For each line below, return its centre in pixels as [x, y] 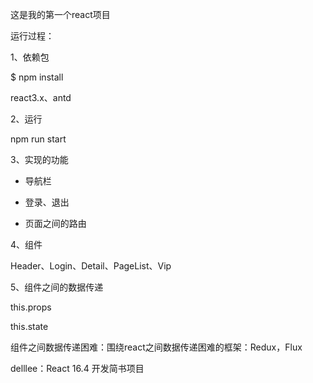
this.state [29, 326]
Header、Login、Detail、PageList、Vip [91, 266]
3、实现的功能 [39, 159]
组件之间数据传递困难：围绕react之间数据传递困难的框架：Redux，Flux [156, 347]
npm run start [38, 139]
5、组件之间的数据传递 [57, 287]
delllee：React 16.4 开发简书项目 [77, 368]
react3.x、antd [41, 97]
